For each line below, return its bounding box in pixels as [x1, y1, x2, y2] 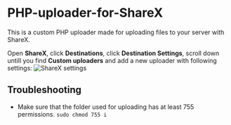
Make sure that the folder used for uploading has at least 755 [17, 103, 194, 111]
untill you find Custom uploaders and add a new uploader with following [7, 56, 218, 64]
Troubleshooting [7, 84, 82, 96]
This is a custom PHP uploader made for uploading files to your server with [7, 28, 225, 36]
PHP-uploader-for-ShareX [7, 5, 164, 21]
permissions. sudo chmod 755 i [17, 110, 107, 118]
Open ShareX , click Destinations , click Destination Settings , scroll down [7, 49, 220, 57]
